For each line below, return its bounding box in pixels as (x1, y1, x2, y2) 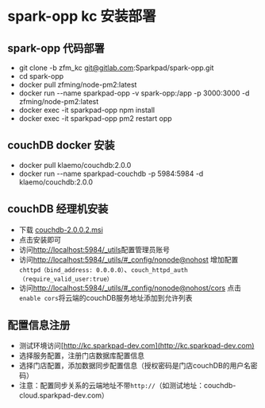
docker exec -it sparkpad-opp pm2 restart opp (18, 114, 172, 123)
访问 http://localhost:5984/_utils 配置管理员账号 (18, 244, 170, 255)
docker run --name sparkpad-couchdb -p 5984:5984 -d (18, 169, 204, 178)
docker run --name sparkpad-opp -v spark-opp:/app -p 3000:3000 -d (18, 88, 250, 98)
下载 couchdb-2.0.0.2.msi (18, 224, 104, 235)
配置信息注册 (7, 319, 71, 332)
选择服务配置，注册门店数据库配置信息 (18, 351, 144, 360)
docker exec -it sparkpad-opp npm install (18, 105, 156, 115)
